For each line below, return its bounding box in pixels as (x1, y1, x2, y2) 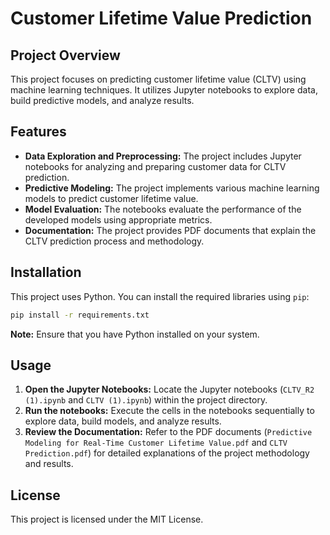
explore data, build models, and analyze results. (24, 415, 222, 427)
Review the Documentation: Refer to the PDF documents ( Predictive (24, 426, 313, 438)
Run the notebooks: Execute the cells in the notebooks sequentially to (24, 405, 315, 417)
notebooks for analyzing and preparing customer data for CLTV (24, 160, 287, 172)
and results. (24, 458, 74, 470)
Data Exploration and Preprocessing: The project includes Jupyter (24, 150, 302, 162)
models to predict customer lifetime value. (24, 192, 199, 204)
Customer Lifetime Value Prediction (10, 7, 313, 30)
